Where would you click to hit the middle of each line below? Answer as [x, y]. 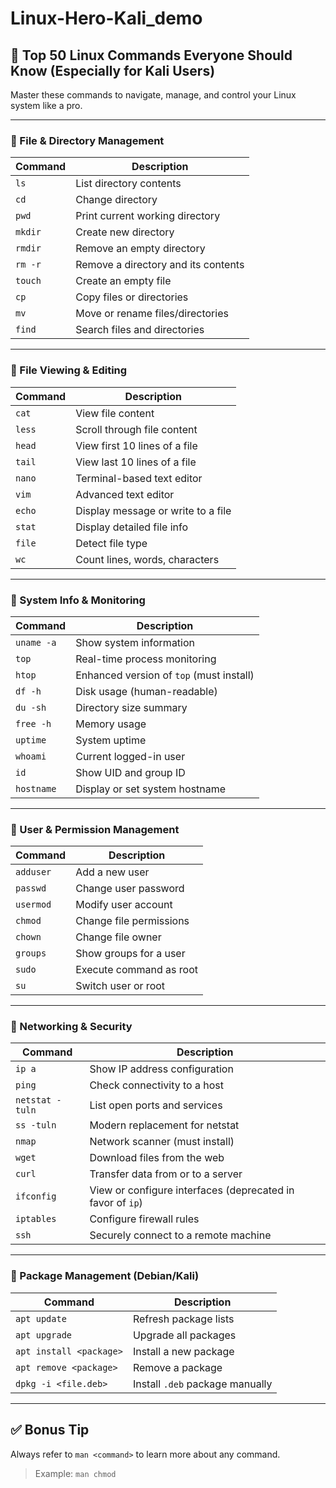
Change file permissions [132, 921]
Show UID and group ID [130, 772]
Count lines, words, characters [147, 559]
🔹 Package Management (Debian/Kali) [105, 1276]
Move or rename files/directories [152, 314]
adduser [33, 872]
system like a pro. [46, 105]
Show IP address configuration [161, 1069]
